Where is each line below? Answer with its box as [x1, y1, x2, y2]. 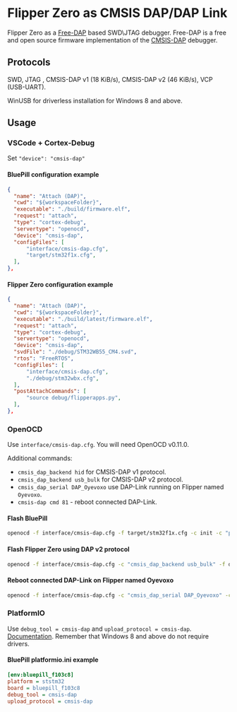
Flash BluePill [7, 514, 48, 523]
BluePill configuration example [7, 170, 99, 179]
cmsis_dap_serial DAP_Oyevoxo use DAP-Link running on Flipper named [17, 483, 224, 491]
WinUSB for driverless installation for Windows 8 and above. [7, 96, 183, 105]
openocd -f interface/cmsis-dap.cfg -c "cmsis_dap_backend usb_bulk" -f [7, 561, 226, 568]
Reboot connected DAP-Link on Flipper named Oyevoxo [7, 576, 174, 585]
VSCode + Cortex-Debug [7, 138, 95, 148]
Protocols [7, 57, 51, 69]
